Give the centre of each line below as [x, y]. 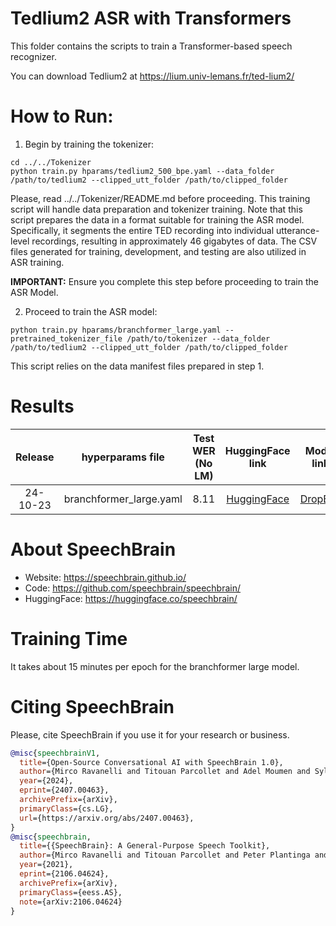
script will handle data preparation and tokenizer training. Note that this [156, 209]
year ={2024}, [46, 781]
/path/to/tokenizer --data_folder [198, 338]
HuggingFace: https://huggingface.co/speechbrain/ [131, 598]
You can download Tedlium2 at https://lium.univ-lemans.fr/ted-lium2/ [152, 76]
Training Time [69, 638]
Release [35, 457]
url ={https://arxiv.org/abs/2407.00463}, [107, 818]
